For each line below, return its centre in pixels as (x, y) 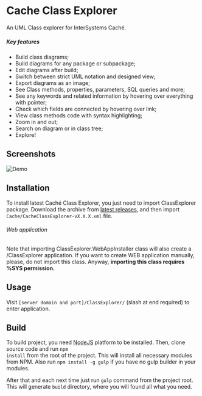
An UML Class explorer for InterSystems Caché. (66, 28)
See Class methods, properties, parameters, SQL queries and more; (100, 89)
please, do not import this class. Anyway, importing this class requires (96, 262)
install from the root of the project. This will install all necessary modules (99, 356)
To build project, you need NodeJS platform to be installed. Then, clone (96, 342)
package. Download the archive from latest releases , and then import (93, 209)
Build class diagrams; (42, 57)
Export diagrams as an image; (52, 82)
